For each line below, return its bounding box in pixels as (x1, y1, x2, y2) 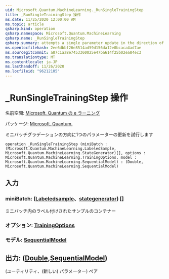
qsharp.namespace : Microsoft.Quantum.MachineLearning (5, 31, 121, 36)
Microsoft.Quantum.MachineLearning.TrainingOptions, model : (5, 155, 137, 160)
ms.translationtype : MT (5, 54, 56, 60)
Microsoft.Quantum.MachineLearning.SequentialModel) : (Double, (5, 159, 144, 164)
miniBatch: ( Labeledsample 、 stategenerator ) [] (5, 195, 124, 202)
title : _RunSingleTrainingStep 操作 (5, 12, 81, 17)
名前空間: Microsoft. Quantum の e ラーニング (5, 110, 100, 116)
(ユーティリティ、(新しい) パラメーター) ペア (5, 268, 98, 274)
